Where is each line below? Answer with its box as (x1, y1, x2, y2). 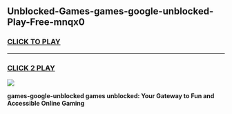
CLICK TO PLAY (7, 37, 61, 47)
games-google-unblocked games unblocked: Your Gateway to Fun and (7, 91, 215, 99)
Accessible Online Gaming (7, 99, 85, 107)
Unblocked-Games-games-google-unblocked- (7, 6, 214, 17)
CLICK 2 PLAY (7, 63, 55, 73)
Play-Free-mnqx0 (7, 17, 85, 28)
